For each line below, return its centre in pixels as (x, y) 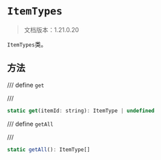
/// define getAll (30, 124)
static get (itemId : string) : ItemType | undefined (81, 111)
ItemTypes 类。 (27, 44)
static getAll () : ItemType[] (49, 149)
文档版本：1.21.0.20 (51, 29)
